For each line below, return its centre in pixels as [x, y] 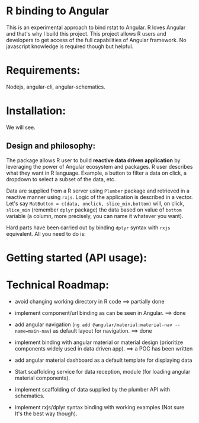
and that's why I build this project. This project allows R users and [86, 33]
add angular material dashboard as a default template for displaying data [103, 360]
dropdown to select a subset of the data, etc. [61, 179]
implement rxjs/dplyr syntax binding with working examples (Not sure [99, 407]
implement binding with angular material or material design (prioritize [99, 342]
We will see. [21, 127]
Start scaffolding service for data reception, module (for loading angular [102, 371]
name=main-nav [32, 331]
